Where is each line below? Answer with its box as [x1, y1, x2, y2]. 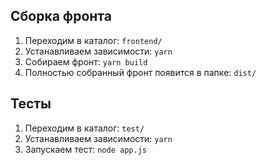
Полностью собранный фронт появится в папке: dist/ [24, 66, 257, 78]
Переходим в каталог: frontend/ [24, 34, 163, 46]
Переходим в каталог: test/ [24, 122, 145, 134]
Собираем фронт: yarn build [24, 55, 148, 68]
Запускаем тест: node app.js [24, 143, 147, 155]
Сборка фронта [10, 8, 112, 25]
